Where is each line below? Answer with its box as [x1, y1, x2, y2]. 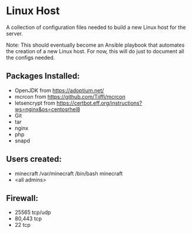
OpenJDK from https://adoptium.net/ [14, 87, 104, 94]
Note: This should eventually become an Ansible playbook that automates [6, 41, 185, 48]
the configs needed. [6, 54, 55, 61]
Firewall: [6, 193, 38, 203]
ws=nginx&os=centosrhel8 [14, 105, 81, 113]
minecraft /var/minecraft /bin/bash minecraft [14, 170, 123, 177]
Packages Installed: [6, 71, 80, 81]
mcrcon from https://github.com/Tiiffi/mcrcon [14, 93, 125, 100]
